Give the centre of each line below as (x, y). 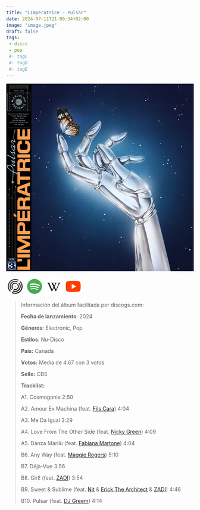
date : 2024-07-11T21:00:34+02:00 (48, 19)
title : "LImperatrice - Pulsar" (46, 12)
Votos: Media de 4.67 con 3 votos (62, 362)
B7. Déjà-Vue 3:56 (43, 466)
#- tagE (18, 69)
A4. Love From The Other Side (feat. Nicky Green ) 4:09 (88, 431)
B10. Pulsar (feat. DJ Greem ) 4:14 (61, 500)
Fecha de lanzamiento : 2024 (57, 316)
